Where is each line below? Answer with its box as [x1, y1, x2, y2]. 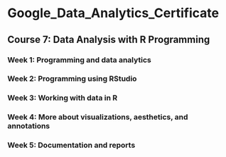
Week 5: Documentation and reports [7, 141, 136, 151]
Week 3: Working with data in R [7, 93, 118, 103]
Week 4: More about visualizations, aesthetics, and [7, 112, 188, 122]
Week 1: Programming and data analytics [7, 55, 151, 65]
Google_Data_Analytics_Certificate [7, 5, 219, 21]
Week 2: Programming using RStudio [7, 74, 137, 83]
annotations [7, 121, 50, 131]
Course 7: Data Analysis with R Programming [7, 34, 210, 46]
